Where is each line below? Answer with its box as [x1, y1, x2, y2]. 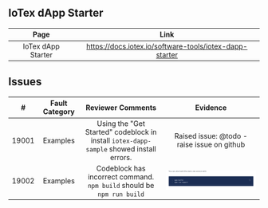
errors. [110, 152, 132, 162]
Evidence [195, 103, 227, 112]
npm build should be [87, 180, 155, 190]
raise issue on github [176, 139, 246, 150]
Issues [8, 75, 42, 88]
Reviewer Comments [85, 103, 157, 112]
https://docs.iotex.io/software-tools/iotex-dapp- [86, 41, 248, 51]
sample [85, 145, 108, 154]
